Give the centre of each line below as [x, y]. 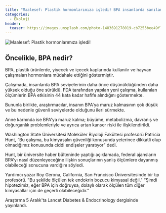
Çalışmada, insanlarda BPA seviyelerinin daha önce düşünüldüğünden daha [82, 84]
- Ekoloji [20, 19]
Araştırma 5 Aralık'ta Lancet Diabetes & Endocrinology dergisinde [72, 200]
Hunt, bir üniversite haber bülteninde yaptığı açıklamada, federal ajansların [81, 155]
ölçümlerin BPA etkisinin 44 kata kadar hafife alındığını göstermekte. [75, 95]
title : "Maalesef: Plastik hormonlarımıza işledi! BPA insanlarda [75, 10]
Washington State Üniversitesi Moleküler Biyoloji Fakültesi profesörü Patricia [83, 134]
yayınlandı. [16, 205]
